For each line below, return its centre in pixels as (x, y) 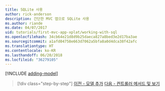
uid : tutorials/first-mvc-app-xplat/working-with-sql (61, 32)
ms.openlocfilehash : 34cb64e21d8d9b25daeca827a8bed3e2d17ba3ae (71, 37)
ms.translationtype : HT (29, 46)
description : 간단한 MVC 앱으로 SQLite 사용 (47, 19)
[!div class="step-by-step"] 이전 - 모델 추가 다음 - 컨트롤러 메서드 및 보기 (88, 84)
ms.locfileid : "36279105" (31, 60)
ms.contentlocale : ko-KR (30, 50)
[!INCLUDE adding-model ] (32, 73)
